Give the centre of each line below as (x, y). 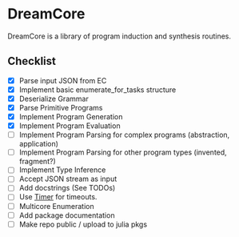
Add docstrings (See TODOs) (67, 188)
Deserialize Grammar (54, 98)
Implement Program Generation (71, 116)
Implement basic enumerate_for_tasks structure (98, 90)
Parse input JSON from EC (63, 80)
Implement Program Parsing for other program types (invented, (123, 152)
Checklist (32, 61)
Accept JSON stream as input (68, 179)
